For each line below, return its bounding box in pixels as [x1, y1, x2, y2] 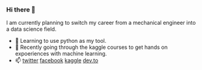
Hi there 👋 [6, 5, 36, 14]
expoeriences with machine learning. [14, 50, 107, 57]
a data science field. [6, 25, 57, 33]
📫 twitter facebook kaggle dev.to [14, 57, 98, 64]
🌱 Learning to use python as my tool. [14, 37, 107, 45]
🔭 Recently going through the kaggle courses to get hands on [14, 43, 168, 51]
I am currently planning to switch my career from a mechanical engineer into [6, 19, 196, 27]
